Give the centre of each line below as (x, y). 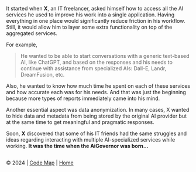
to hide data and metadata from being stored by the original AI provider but (97, 116)
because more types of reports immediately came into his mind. (83, 98)
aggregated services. (32, 33)
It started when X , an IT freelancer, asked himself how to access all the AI (95, 8)
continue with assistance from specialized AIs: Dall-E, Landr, (93, 68)
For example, (22, 44)
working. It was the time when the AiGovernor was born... (77, 146)
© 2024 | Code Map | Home (40, 163)
